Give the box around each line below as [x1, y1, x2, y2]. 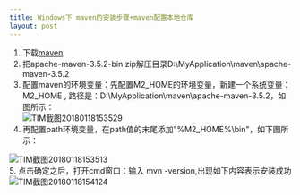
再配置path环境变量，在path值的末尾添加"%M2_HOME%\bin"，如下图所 [21, 123, 289, 134]
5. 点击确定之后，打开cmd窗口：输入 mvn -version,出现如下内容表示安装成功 [9, 165, 292, 175]
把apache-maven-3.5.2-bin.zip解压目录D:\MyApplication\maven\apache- [21, 58, 292, 69]
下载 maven [21, 47, 64, 58]
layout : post [9, 21, 58, 30]
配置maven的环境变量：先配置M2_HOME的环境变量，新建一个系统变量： [21, 79, 291, 89]
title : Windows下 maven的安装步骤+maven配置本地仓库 [9, 13, 194, 22]
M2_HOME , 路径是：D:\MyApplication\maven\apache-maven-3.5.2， [21, 90, 279, 101]
